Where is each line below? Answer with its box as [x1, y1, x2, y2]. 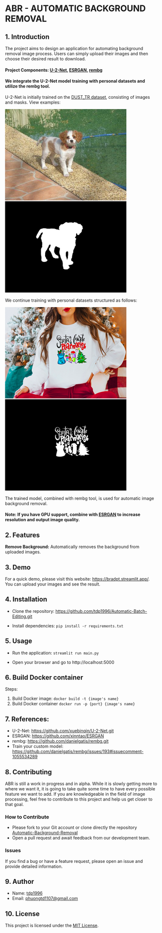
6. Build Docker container [5, 674, 83, 682]
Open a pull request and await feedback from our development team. [12, 835, 150, 841]
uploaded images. [5, 549, 41, 555]
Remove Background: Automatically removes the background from [5, 544, 140, 550]
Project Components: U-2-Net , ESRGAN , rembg [5, 67, 103, 73]
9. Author [5, 878, 34, 886]
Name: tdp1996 [12, 890, 43, 896]
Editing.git [12, 613, 32, 619]
